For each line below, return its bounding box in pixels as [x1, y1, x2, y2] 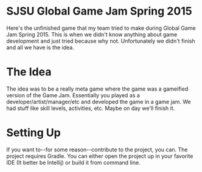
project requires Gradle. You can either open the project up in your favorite [6, 152, 193, 159]
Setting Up [6, 126, 61, 140]
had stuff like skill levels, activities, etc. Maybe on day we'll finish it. [6, 105, 175, 112]
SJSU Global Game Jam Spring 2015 [6, 4, 193, 18]
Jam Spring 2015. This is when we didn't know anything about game [6, 30, 178, 38]
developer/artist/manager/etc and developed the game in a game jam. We [6, 98, 191, 105]
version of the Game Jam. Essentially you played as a [6, 91, 140, 98]
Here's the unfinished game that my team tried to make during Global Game [6, 24, 196, 32]
